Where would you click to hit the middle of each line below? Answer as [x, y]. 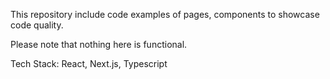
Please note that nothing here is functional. [99, 44]
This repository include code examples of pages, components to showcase [165, 14]
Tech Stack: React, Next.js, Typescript [89, 63]
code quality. [37, 25]
